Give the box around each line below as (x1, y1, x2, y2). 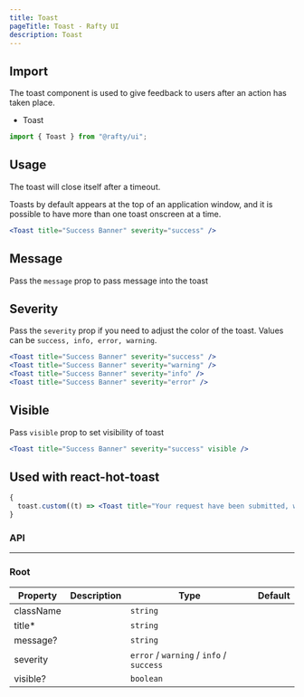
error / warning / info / (129, 648, 227, 661)
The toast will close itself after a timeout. (9, 181, 161, 192)
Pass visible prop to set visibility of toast (9, 426, 165, 437)
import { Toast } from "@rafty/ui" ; (9, 132, 147, 141)
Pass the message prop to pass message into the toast (9, 275, 209, 286)
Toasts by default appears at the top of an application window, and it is (9, 198, 273, 209)
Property (17, 589, 57, 602)
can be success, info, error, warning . (9, 335, 157, 346)
